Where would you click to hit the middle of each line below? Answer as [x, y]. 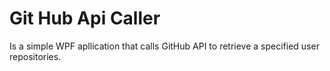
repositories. [35, 56]
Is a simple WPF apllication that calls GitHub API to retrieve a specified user [164, 46]
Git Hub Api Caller [85, 18]
